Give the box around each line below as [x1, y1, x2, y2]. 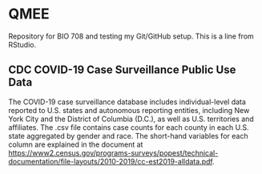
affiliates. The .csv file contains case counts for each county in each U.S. [8, 122, 250, 132]
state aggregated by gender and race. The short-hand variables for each [8, 131, 248, 140]
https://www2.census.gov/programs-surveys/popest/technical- [8, 148, 219, 157]
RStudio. [8, 39, 37, 49]
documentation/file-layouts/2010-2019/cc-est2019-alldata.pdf [8, 156, 213, 166]
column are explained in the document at [8, 140, 143, 149]
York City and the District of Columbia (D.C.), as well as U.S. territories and [8, 114, 254, 123]
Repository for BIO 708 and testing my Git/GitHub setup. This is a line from [8, 31, 254, 41]
